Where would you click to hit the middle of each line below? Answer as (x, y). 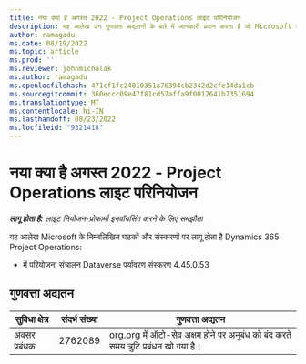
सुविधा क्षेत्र (32, 319)
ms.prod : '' (32, 60)
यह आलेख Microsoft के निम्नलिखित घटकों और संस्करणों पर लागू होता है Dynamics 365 (144, 237)
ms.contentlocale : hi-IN (56, 111)
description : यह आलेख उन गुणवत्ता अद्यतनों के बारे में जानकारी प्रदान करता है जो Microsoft (151, 26)
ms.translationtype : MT (55, 102)
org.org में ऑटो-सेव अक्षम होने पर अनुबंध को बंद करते (200, 335)
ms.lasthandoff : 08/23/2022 (63, 119)
